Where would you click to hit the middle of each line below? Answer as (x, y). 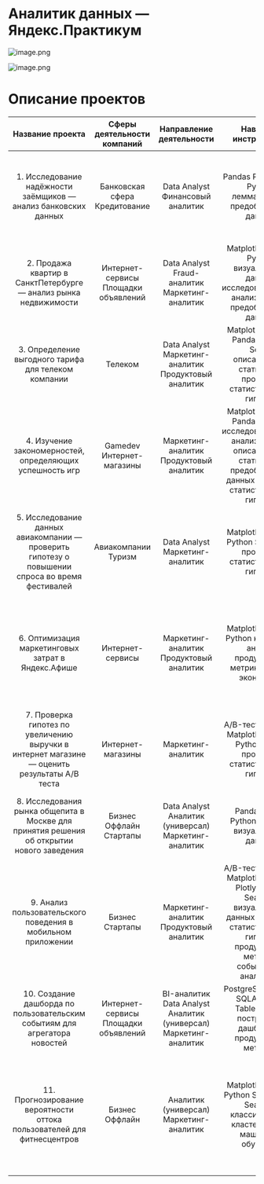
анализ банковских (49, 206)
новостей (49, 1043)
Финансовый (186, 196)
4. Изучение (49, 441)
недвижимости (49, 302)
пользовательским (49, 1013)
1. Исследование (49, 176)
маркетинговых (49, 647)
